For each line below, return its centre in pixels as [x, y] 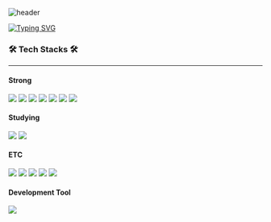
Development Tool [40, 192]
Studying [24, 117]
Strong [20, 80]
